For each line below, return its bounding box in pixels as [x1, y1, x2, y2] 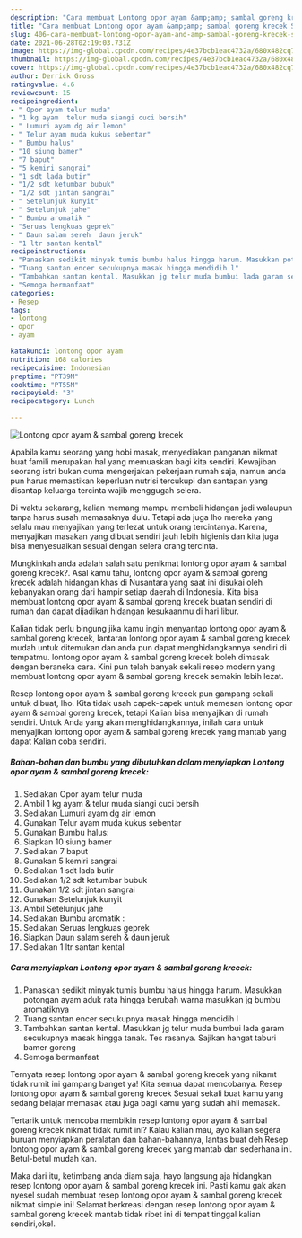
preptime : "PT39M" [10, 372, 79, 381]
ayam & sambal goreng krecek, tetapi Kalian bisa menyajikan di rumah [10, 707, 269, 718]
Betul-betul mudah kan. [10, 1153, 97, 1163]
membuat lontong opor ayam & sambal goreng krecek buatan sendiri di [10, 597, 272, 606]
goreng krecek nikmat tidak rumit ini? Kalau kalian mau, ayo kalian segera [10, 1124, 281, 1135]
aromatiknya [22, 1004, 70, 1014]
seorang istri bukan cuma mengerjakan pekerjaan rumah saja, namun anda [10, 466, 286, 476]
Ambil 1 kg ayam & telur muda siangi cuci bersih [22, 798, 200, 809]
